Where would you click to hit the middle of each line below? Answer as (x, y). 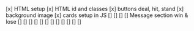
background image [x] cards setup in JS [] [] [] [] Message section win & (97, 15)
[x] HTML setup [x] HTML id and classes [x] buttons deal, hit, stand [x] (95, 9)
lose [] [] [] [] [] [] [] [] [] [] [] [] (44, 22)
